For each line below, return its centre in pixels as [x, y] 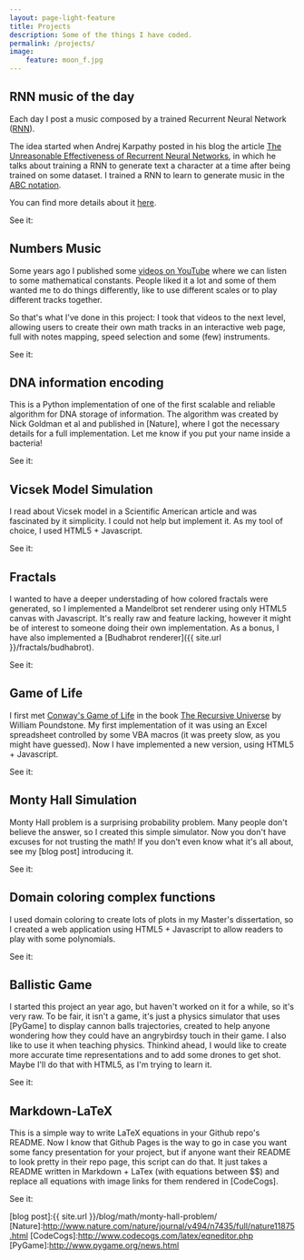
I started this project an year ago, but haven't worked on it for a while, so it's [152, 1007]
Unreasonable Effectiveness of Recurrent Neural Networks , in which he [143, 156]
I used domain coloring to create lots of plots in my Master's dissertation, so [152, 919]
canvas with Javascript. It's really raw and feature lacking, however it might [150, 619]
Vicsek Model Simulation [81, 489]
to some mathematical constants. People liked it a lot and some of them [143, 280]
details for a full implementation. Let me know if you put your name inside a [150, 434]
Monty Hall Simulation [74, 800]
